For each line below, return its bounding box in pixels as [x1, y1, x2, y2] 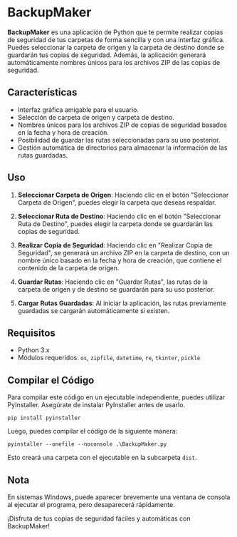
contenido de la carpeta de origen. [17, 263, 120, 272]
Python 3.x [17, 346, 50, 354]
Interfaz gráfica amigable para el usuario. [17, 105, 139, 114]
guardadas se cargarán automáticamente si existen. [17, 306, 170, 314]
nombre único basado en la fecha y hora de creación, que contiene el [17, 256, 222, 265]
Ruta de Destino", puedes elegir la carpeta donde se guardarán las [17, 219, 214, 228]
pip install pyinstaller [7, 414, 81, 421]
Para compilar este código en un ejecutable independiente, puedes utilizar [7, 393, 226, 402]
